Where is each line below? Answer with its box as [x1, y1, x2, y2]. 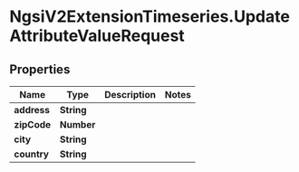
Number [59, 119, 96, 130]
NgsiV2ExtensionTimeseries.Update [9, 6, 290, 27]
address [14, 104, 51, 116]
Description [103, 89, 157, 100]
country [14, 148, 50, 160]
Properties [9, 62, 71, 77]
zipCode [14, 119, 52, 130]
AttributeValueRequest [9, 25, 186, 46]
